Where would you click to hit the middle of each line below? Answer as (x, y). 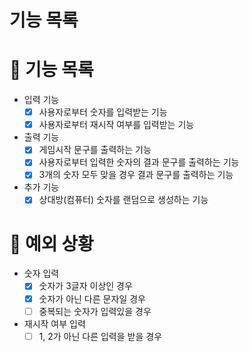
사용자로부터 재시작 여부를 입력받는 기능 (116, 125)
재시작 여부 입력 (54, 323)
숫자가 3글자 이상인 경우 (85, 286)
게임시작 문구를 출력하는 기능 (95, 150)
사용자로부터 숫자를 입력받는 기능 (103, 112)
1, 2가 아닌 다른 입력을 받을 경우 (100, 336)
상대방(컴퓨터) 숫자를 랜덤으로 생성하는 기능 (123, 200)
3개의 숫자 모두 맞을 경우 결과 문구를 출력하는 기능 (136, 175)
